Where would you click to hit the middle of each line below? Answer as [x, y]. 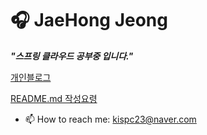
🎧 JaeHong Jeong [89, 20]
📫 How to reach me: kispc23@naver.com [110, 119]
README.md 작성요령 [54, 98]
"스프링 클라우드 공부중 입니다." [72, 56]
